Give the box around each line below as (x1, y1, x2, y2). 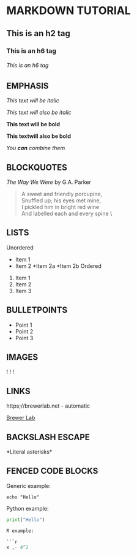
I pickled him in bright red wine (21, 203, 100, 210)
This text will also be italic (6, 109, 72, 116)
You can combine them (6, 145, 65, 152)
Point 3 (15, 334, 34, 341)
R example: (6, 528, 34, 534)
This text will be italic (6, 97, 60, 104)
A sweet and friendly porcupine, (21, 190, 103, 197)
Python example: (6, 505, 49, 512)
